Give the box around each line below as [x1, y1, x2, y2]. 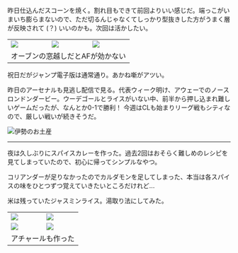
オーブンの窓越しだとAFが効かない [11, 52, 126, 61]
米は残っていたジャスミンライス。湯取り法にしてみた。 [7, 196, 168, 205]
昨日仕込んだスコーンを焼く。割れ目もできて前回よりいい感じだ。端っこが [7, 6, 225, 14]
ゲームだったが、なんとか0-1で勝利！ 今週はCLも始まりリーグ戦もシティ [13, 103, 225, 112]
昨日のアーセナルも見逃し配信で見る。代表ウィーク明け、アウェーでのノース [7, 86, 229, 94]
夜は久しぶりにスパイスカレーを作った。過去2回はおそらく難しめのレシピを [7, 149, 229, 157]
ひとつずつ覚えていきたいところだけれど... [31, 182, 155, 189]
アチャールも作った [11, 234, 75, 243]
